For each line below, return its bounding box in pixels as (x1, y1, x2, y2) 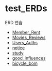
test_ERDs (5, 3, 48, 14)
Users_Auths (12, 39, 38, 45)
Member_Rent (12, 29, 40, 35)
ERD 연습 (5, 19, 23, 25)
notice (12, 45, 25, 51)
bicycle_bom (12, 60, 38, 66)
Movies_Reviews (12, 35, 46, 40)
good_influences (12, 55, 46, 61)
